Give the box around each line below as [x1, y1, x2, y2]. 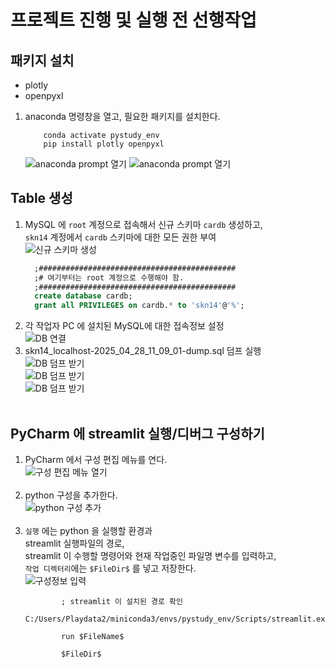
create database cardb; [34, 291, 133, 301]
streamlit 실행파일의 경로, [24, 537, 125, 549]
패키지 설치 [10, 52, 75, 69]
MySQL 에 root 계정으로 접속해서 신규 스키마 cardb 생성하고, [24, 218, 263, 230]
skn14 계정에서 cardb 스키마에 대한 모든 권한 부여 [24, 231, 217, 243]
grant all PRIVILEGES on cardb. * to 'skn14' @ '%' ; [34, 301, 245, 311]
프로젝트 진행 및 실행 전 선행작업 [10, 9, 257, 32]
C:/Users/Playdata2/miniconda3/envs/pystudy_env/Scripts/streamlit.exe [24, 614, 330, 624]
